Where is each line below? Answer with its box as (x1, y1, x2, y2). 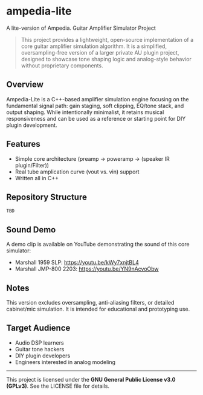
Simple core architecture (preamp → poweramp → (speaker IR (14, 155, 170, 162)
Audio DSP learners (14, 339, 65, 346)
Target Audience (6, 323, 71, 333)
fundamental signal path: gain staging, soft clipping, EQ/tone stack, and (6, 102, 184, 109)
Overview (6, 79, 44, 90)
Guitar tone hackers (14, 345, 65, 353)
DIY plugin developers (14, 352, 71, 359)
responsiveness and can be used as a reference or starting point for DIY (6, 115, 186, 122)
